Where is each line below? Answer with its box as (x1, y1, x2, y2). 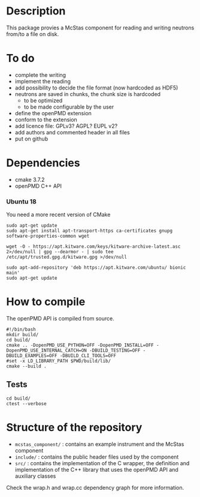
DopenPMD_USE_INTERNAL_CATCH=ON (6, 348, 87, 354)
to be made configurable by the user (23, 103, 114, 110)
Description (6, 4, 66, 18)
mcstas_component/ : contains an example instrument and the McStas (14, 440, 184, 448)
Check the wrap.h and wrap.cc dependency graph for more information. (6, 484, 184, 491)
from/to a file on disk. (6, 30, 59, 37)
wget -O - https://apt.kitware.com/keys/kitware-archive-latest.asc (6, 244, 181, 250)
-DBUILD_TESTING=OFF (89, 348, 141, 354)
